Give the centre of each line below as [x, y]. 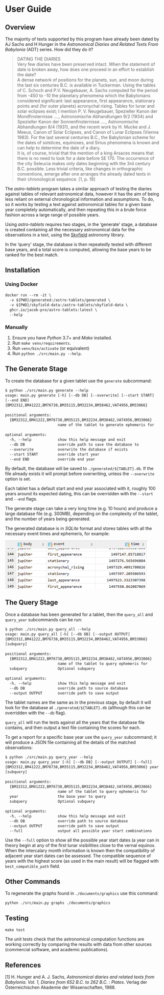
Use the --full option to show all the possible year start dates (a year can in [82, 840]
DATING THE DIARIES [39, 59]
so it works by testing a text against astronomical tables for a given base [78, 204]
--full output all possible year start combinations [81, 831]
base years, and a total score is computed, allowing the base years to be [78, 250]
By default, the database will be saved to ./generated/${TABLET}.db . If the [79, 468]
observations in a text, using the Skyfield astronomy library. [65, 235]
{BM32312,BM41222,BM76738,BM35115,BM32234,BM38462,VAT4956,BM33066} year [82, 767]
